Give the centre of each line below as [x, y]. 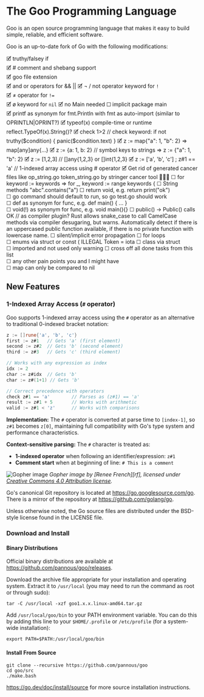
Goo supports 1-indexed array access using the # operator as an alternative [100, 317]
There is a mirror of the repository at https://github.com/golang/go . [90, 499]
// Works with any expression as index [57, 363]
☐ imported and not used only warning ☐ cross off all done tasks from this [100, 248]
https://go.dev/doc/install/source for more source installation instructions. [99, 687]
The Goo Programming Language [92, 11]
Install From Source [31, 653]
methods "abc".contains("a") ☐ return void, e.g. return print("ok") [88, 189]
